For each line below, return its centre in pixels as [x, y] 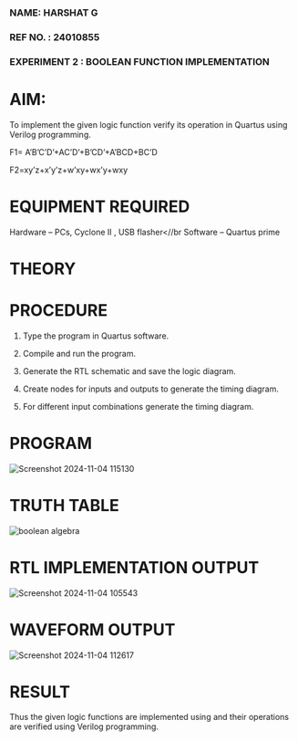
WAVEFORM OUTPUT [92, 629]
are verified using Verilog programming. [84, 726]
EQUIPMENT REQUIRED [100, 206]
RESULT [40, 692]
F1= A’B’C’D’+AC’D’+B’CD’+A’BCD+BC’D [83, 151]
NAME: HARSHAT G [54, 13]
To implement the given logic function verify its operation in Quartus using [149, 124]
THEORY [43, 269]
